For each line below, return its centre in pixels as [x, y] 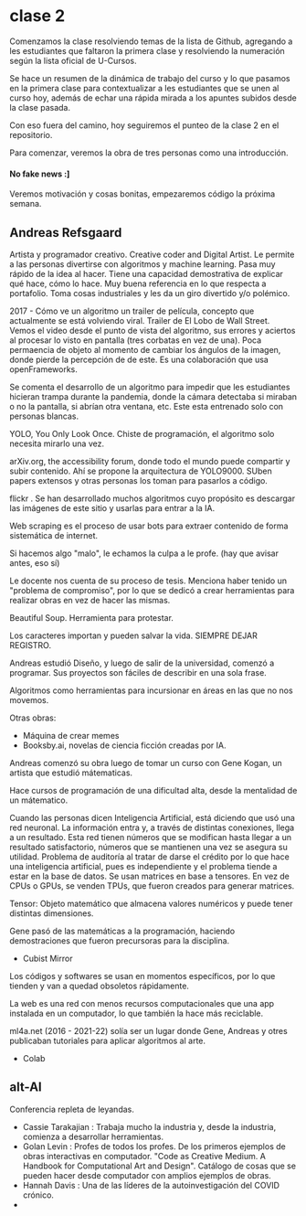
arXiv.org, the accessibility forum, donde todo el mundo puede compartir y [150, 461]
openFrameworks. [43, 369]
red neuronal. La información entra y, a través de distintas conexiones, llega [152, 827]
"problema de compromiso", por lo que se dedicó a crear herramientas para [152, 590]
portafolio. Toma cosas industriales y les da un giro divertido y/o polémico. [150, 293]
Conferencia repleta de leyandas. [72, 1109]
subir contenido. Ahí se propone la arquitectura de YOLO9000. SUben [141, 471]
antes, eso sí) [35, 562]
